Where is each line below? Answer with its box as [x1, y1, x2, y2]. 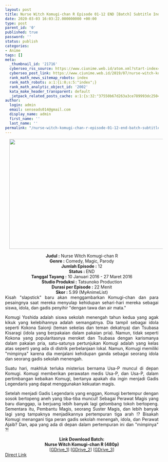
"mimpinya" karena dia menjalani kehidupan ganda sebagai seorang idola [5, 351, 159, 357]
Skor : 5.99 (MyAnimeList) [56, 289, 108, 295]
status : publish [5, 39, 38, 44]
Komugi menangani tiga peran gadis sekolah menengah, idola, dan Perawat [5, 417, 159, 422]
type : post [5, 21, 27, 26]
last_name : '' [9, 121, 38, 126]
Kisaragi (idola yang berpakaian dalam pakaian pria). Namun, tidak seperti [5, 330, 159, 336]
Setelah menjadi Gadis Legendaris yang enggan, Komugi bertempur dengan [5, 391, 159, 396]
